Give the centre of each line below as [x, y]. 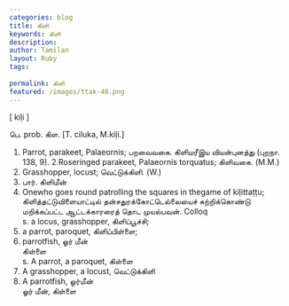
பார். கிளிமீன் [44, 182]
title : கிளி [29, 26]
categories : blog [41, 17]
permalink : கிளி [37, 83]
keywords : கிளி [35, 34]
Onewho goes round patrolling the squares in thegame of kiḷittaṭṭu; [143, 192]
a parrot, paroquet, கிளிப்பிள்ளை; [80, 231]
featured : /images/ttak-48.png [67, 91]
